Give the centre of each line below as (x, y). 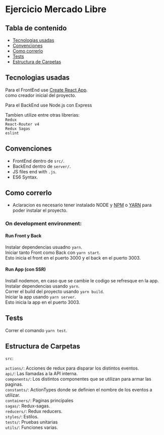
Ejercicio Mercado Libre (56, 9)
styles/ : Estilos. (22, 417)
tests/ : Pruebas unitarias (32, 422)
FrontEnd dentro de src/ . (38, 161)
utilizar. (13, 395)
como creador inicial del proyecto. (41, 95)
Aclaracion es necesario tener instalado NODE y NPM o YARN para (82, 205)
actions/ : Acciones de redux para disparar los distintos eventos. (72, 368)
